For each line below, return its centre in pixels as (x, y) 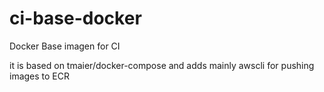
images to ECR (40, 76)
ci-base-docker (75, 18)
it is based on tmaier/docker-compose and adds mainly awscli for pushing (162, 65)
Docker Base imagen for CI (65, 46)
